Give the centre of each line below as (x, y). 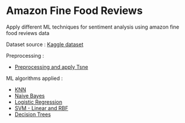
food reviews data (28, 33)
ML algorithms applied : (35, 78)
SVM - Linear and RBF (41, 108)
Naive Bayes (30, 96)
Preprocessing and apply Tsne (51, 67)
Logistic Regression (38, 102)
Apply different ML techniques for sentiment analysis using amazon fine (93, 27)
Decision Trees (32, 114)
